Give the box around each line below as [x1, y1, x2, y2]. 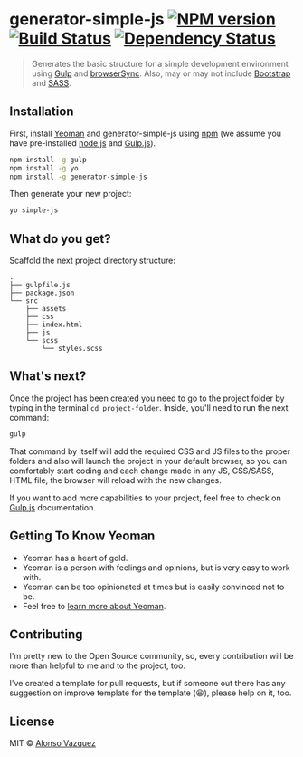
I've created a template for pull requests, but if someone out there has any [9, 678, 286, 689]
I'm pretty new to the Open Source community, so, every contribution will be [9, 651, 294, 662]
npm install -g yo [9, 163, 79, 172]
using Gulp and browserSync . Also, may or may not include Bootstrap [31, 68, 291, 79]
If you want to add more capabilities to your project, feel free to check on [9, 492, 282, 503]
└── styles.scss [42, 345, 103, 354]
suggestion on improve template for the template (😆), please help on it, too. [9, 687, 292, 698]
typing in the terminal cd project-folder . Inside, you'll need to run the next [9, 402, 289, 412]
